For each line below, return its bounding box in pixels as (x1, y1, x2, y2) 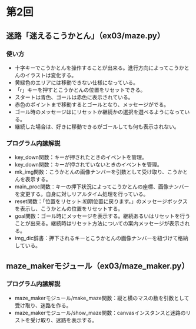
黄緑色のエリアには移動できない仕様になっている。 (14, 79, 139, 86)
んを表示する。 (14, 176, 51, 183)
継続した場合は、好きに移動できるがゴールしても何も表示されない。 (14, 123, 180, 130)
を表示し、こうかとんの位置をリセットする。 (14, 205, 124, 212)
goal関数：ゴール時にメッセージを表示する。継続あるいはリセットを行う (14, 212, 190, 220)
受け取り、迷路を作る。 (14, 301, 72, 309)
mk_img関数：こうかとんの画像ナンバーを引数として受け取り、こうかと (14, 168, 188, 175)
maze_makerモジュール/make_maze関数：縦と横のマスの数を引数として (14, 294, 190, 301)
